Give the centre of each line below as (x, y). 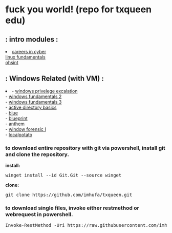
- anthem (15, 124)
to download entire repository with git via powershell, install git (85, 148)
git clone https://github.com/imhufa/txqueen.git (69, 195)
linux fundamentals (26, 57)
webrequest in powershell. (39, 215)
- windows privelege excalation (45, 91)
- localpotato (19, 134)
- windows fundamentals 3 (34, 102)
